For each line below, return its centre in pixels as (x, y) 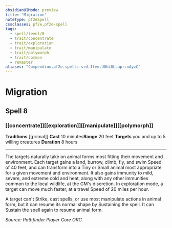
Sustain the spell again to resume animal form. (54, 210)
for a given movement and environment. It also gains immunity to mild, (79, 173)
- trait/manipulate (31, 48)
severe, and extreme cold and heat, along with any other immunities (77, 178)
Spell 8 (17, 111)
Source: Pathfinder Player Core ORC (44, 220)
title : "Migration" (26, 15)
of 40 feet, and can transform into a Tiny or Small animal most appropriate (83, 167)
